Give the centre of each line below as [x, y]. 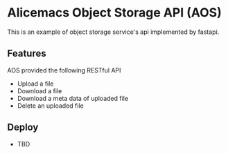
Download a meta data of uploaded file [73, 98]
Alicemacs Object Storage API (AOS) [114, 13]
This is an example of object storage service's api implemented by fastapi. [113, 32]
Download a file [40, 90]
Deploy [23, 127]
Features [27, 54]
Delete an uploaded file [51, 106]
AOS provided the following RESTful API [64, 70]
